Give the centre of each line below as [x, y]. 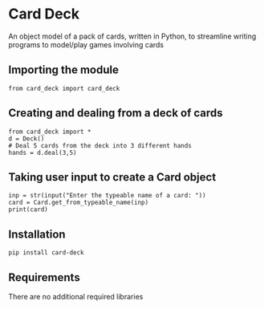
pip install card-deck [46, 253]
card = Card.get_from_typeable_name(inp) [79, 203]
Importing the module [63, 70]
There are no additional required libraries [76, 297]
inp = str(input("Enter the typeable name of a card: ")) [107, 196]
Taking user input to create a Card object [112, 177]
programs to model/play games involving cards [86, 44]
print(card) [28, 209]
